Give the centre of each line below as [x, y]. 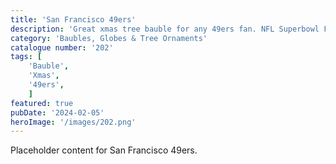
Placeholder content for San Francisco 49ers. [104, 150]
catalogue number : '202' [62, 47]
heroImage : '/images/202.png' [73, 122]
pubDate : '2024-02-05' [57, 112]
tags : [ [26, 57]
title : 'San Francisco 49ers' [73, 19]
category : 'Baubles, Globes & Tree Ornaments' [109, 38]
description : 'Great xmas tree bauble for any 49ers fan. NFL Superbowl [165, 29]
